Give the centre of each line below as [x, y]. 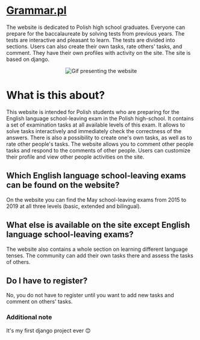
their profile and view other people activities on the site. [75, 157]
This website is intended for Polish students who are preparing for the [93, 112]
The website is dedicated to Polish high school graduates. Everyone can [96, 27]
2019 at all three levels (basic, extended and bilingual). [74, 206]
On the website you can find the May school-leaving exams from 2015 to [96, 200]
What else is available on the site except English [98, 225]
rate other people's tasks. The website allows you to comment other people [100, 144]
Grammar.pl [36, 11]
